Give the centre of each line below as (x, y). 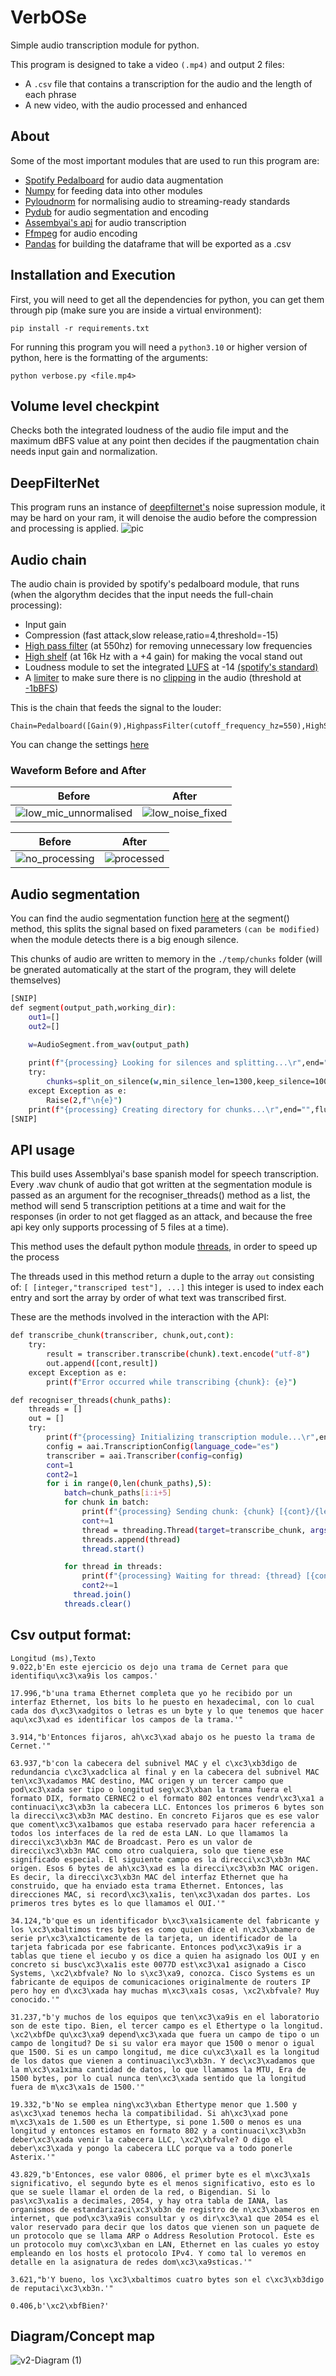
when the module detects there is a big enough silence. (125, 940)
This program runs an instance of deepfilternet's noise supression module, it (168, 507)
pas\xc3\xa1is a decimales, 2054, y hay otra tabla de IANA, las (149, 2201)
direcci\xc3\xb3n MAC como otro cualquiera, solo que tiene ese (147, 1851)
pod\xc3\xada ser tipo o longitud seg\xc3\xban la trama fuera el (151, 1789)
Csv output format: (71, 1635)
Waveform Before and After (78, 770)
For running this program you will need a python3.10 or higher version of (159, 347)
